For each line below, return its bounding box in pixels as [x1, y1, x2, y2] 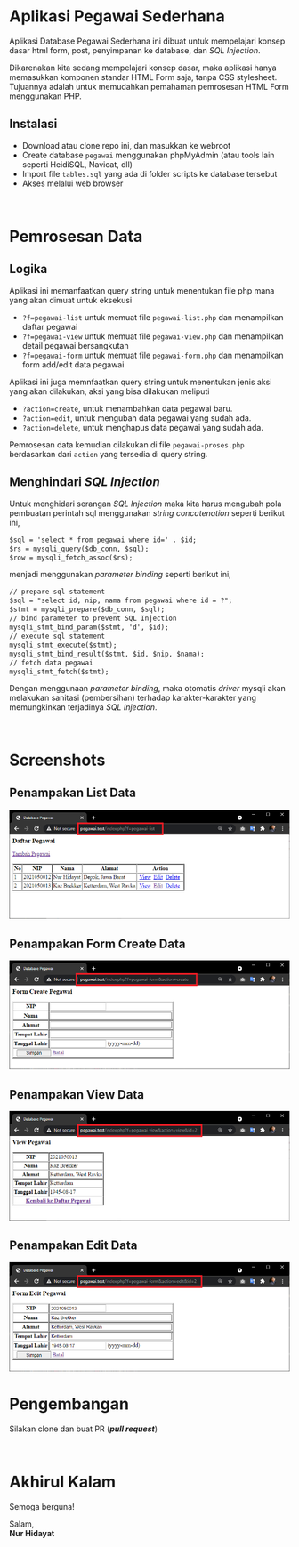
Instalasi [9, 117, 58, 132]
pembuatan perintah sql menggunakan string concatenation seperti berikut [9, 507, 285, 518]
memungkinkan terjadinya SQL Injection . [9, 701, 158, 713]
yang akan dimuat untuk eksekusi [9, 294, 133, 305]
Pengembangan [9, 1394, 129, 1414]
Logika [9, 262, 48, 277]
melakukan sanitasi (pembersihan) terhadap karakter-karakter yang [9, 692, 256, 703]
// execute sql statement [9, 632, 105, 641]
